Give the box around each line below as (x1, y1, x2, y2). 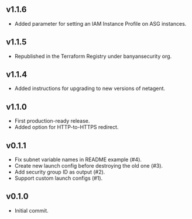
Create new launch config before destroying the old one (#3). (14, 162, 163, 169)
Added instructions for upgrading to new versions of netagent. (14, 85, 166, 92)
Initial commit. (14, 207, 49, 214)
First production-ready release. (14, 117, 90, 124)
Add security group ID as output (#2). (14, 169, 105, 176)
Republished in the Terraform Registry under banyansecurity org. (14, 53, 172, 60)
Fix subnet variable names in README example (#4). (14, 156, 142, 163)
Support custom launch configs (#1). (14, 175, 103, 182)
